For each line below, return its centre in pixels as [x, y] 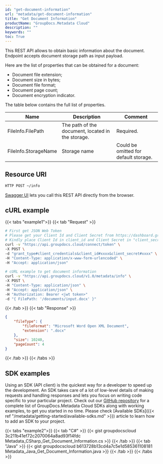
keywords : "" [18, 32]
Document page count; [35, 90]
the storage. [75, 137]
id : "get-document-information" [38, 9]
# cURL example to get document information [51, 272]
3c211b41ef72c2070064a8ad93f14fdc [43, 436]
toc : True [15, 37]
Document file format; [34, 85]
